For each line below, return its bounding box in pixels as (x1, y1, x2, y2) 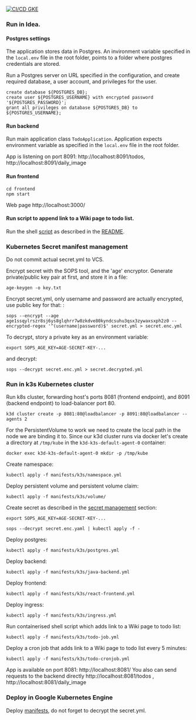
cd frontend (6, 186, 35, 192)
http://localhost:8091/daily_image (6, 159, 87, 166)
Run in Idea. (6, 20, 41, 28)
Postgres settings (6, 35, 50, 42)
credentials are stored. (6, 61, 60, 68)
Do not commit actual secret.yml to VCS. (6, 256, 104, 263)
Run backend (6, 122, 39, 129)
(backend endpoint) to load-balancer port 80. (6, 400, 116, 407)
